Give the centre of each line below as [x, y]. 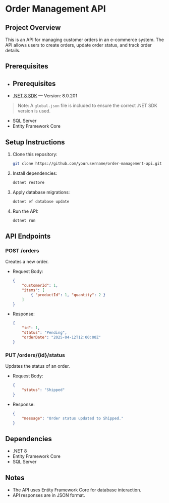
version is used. [34, 111]
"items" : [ [33, 290]
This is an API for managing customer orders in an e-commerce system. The [84, 40]
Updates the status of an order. [38, 366]
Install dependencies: [35, 173]
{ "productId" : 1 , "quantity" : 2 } [68, 295]
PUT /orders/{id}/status [35, 355]
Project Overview [33, 28]
